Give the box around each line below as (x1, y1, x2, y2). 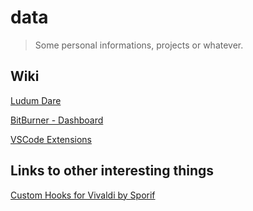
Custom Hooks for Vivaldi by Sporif (10, 189, 156, 201)
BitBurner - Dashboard (10, 114, 104, 126)
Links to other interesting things (10, 162, 214, 180)
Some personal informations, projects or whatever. (34, 39, 244, 51)
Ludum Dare (10, 94, 62, 106)
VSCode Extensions (10, 133, 92, 145)
